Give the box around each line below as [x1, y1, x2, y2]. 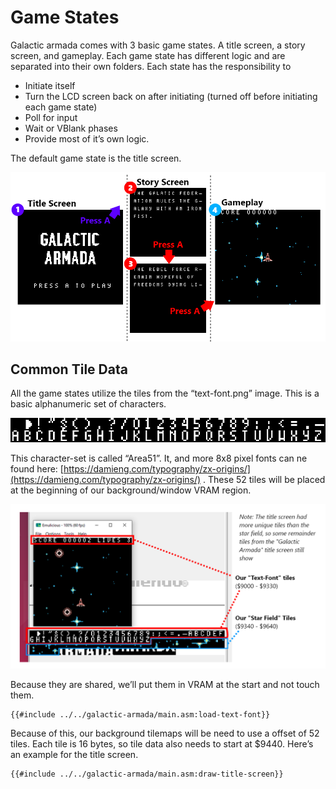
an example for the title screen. [10, 748, 139, 760]
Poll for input [24, 111, 78, 123]
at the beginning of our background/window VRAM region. [10, 484, 252, 496]
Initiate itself [24, 79, 76, 91]
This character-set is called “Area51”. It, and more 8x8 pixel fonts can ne [10, 452, 308, 464]
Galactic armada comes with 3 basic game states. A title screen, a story [10, 39, 306, 51]
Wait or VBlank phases [24, 122, 118, 134]
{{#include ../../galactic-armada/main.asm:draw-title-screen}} [10, 769, 284, 779]
